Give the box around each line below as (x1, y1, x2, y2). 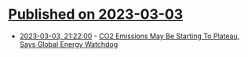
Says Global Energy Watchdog (19, 39, 119, 48)
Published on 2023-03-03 (8, 5, 184, 23)
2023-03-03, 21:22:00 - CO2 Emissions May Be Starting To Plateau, (19, 31, 240, 41)
